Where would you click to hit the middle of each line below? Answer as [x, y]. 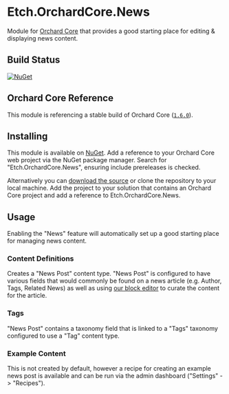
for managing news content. [47, 241]
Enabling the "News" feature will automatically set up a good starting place [113, 234]
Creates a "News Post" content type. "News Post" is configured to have [109, 274]
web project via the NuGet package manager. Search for [87, 160]
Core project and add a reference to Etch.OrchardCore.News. [94, 195]
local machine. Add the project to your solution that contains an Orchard [109, 188]
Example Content [37, 353]
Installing [28, 136]
